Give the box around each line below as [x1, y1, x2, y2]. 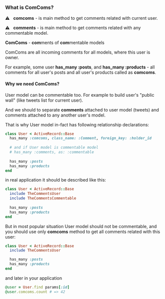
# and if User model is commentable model [9, 145, 99, 150]
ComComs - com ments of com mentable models [5, 40, 105, 46]
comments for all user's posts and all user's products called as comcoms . [5, 69, 157, 75]
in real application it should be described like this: [5, 177, 107, 183]
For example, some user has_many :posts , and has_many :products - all [5, 64, 155, 70]
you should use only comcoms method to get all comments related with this [5, 229, 160, 235]
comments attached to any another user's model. [5, 112, 106, 118]
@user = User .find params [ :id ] [5, 285, 70, 290]
